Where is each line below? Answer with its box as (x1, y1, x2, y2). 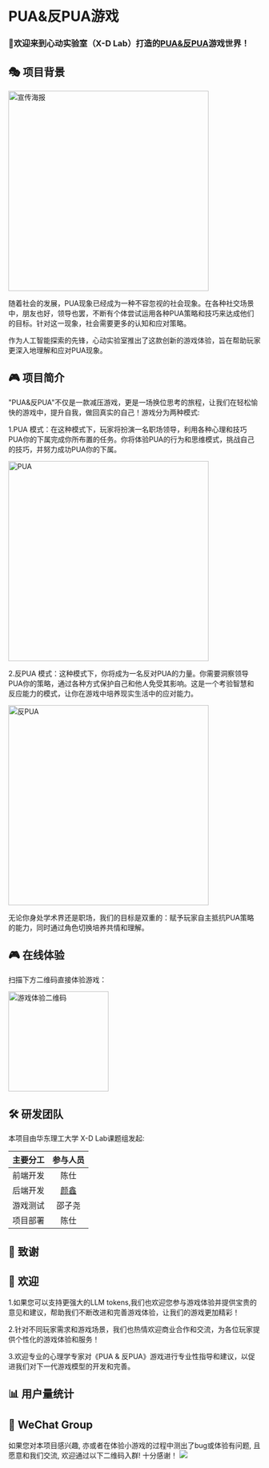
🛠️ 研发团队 (8, 1107, 64, 1121)
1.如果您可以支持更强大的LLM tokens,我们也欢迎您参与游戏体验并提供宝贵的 (8, 1298, 258, 1307)
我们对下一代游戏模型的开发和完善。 (14, 1362, 134, 1371)
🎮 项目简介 (8, 371, 65, 385)
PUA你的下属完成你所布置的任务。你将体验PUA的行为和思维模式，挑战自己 (8, 434, 255, 444)
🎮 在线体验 (8, 949, 65, 962)
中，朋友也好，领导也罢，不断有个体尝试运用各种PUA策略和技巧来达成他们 (8, 308, 255, 318)
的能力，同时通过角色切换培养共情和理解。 (8, 922, 149, 933)
